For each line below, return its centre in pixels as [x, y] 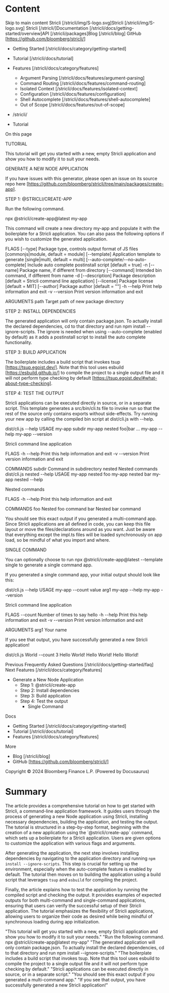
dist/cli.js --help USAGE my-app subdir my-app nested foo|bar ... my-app [81, 429]
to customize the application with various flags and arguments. [71, 843]
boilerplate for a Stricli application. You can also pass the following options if [85, 233]
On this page [18, 134]
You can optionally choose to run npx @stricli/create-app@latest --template [84, 559]
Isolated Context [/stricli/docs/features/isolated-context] [79, 88]
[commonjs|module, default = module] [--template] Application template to [83, 254]
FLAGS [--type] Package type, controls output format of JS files [72, 249]
